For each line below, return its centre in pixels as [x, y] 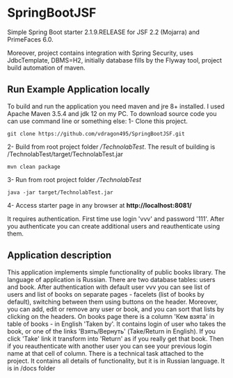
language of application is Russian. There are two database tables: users [111, 279]
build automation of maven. [46, 67]
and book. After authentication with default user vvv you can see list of [109, 287]
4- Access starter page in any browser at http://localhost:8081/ [100, 205]
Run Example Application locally [79, 89]
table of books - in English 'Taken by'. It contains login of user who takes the [116, 324]
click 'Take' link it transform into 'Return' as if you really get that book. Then [116, 338]
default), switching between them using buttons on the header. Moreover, [113, 302]
